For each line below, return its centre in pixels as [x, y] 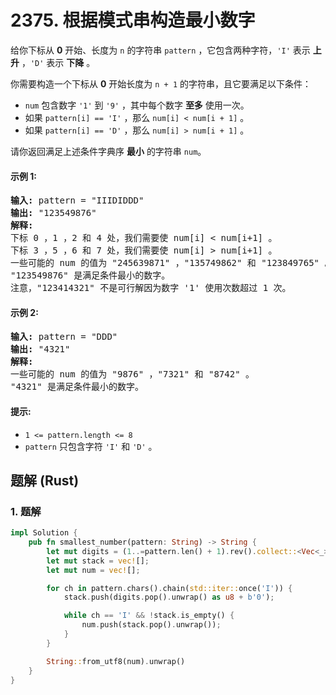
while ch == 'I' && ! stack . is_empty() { [149, 616]
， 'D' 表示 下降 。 [58, 62]
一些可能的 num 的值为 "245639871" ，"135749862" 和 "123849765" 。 [172, 263]
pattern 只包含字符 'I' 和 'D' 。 [91, 446]
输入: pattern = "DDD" [64, 337]
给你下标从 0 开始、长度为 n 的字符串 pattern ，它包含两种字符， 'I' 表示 [160, 50]
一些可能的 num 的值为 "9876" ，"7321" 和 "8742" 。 [132, 374]
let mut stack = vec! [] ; [98, 561]
